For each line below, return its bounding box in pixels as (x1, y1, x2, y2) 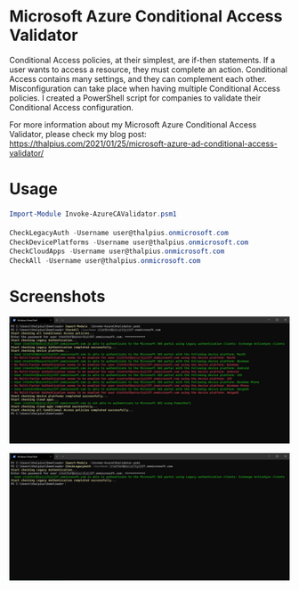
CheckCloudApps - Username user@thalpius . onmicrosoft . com (9, 247, 225, 256)
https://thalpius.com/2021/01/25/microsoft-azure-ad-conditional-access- (9, 138, 279, 149)
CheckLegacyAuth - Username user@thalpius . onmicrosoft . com (9, 228, 229, 237)
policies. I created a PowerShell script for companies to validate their (9, 92, 262, 103)
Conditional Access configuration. (9, 102, 134, 112)
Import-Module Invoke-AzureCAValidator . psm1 (9, 209, 177, 218)
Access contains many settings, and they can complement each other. (9, 73, 267, 84)
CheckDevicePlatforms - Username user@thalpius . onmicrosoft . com (9, 238, 249, 247)
